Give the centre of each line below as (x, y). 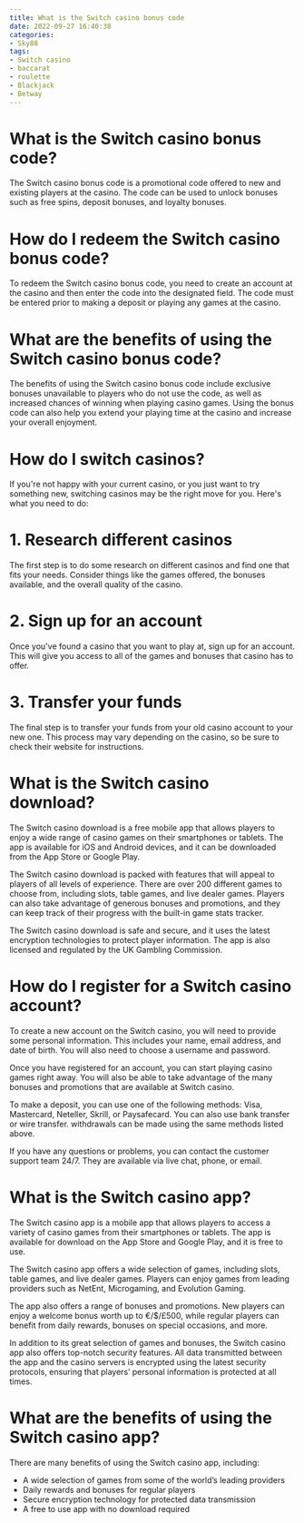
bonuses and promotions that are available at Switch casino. (122, 1086)
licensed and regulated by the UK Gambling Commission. (116, 950)
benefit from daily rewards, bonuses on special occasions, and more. (138, 1325)
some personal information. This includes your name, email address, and (145, 1040)
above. (22, 1133)
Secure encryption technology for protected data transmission (139, 1499)
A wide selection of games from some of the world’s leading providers (154, 1479)
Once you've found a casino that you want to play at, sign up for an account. (152, 646)
